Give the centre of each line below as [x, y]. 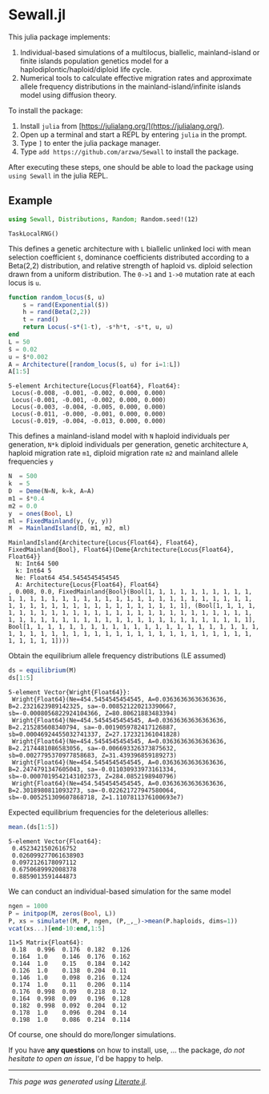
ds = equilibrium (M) [43, 670]
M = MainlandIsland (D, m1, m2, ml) [69, 529]
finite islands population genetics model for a [94, 61]
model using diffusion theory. [68, 95]
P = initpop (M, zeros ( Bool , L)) [62, 913]
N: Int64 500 [37, 564]
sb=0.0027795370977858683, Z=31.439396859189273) [93, 755]
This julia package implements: [59, 37]
